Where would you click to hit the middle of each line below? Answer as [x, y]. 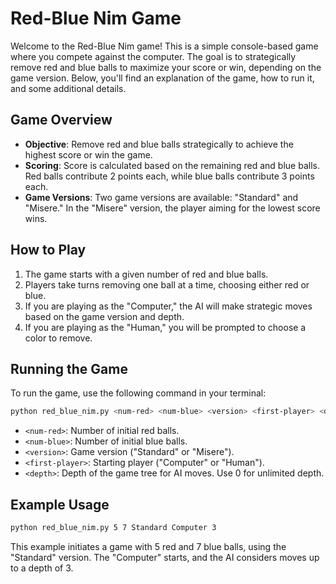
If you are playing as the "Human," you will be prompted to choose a [165, 327]
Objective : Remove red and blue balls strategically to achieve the [159, 144]
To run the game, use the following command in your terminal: [138, 393]
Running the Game [69, 368]
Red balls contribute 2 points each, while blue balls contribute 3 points [169, 176]
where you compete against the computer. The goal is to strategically [153, 56]
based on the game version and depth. [104, 316]
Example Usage [60, 504]
